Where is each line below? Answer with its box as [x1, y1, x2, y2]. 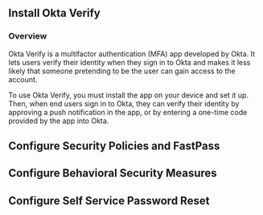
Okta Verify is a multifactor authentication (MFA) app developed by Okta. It [8, 48, 256, 59]
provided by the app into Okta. [8, 116, 109, 126]
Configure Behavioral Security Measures [8, 167, 217, 180]
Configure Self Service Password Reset [8, 193, 210, 208]
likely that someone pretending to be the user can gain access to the [8, 66, 236, 76]
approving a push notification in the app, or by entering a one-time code [8, 107, 248, 117]
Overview [8, 31, 47, 42]
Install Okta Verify [8, 6, 101, 20]
